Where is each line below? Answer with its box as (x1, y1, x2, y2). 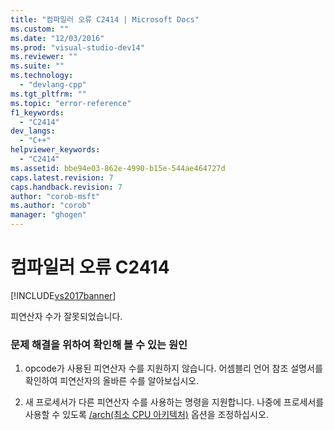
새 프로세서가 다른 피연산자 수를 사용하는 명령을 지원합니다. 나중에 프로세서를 (24, 396, 325, 408)
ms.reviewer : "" (10, 52, 78, 62)
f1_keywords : (10, 107, 65, 118)
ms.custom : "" (10, 24, 70, 34)
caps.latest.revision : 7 (10, 172, 114, 183)
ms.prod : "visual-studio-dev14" (10, 42, 145, 53)
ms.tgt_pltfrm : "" (10, 89, 87, 99)
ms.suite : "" (10, 61, 65, 71)
